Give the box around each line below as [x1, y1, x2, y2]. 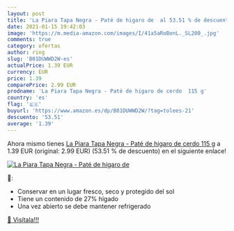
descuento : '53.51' [7, 113, 64, 120]
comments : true [7, 36, 52, 43]
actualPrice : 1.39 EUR [7, 62, 73, 69]
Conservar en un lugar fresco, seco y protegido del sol [17, 187, 175, 196]
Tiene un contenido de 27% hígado [17, 194, 118, 202]
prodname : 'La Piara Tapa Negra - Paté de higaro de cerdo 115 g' [7, 88, 208, 95]
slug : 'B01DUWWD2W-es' [7, 56, 73, 63]
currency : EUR [7, 68, 49, 75]
